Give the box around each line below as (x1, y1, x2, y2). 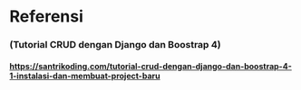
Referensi (9, 6, 84, 27)
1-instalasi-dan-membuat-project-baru (9, 70, 160, 81)
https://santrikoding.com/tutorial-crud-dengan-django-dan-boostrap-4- (9, 60, 292, 71)
